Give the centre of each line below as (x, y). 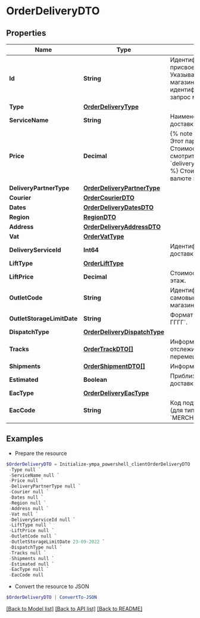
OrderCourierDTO (109, 198)
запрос (180, 97)
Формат (182, 315)
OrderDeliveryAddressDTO (122, 227)
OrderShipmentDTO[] (114, 366)
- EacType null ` (29, 570)
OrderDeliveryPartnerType (122, 188)
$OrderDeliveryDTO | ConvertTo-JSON (51, 598)
